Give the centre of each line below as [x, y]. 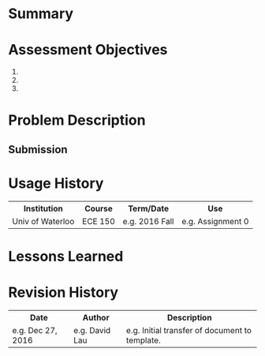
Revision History [63, 292]
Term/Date [148, 208]
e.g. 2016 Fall [148, 221]
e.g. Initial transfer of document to [189, 330]
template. [144, 340]
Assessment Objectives [88, 50]
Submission [38, 150]
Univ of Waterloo [43, 221]
